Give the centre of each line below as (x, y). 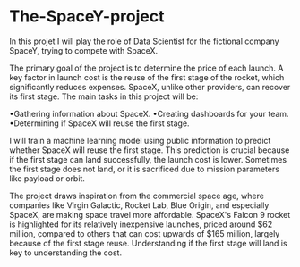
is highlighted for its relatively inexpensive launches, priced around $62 (141, 224)
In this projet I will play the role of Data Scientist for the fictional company (144, 41)
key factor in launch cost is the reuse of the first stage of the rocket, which (147, 77)
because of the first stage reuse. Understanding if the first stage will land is (149, 243)
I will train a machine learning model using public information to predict (140, 140)
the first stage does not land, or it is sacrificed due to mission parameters (145, 169)
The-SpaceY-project (87, 17)
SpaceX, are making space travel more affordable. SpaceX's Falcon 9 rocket (150, 214)
